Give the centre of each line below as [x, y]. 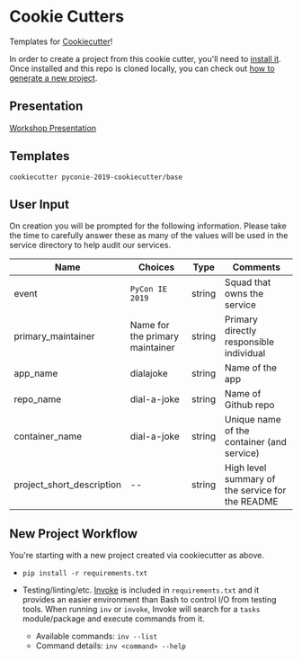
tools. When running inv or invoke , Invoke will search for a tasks [141, 610]
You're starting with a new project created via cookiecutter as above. [137, 556]
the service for [255, 490]
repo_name [38, 399]
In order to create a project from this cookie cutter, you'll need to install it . [145, 58]
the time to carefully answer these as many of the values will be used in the [149, 236]
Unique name [253, 420]
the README [251, 502]
